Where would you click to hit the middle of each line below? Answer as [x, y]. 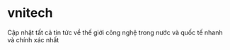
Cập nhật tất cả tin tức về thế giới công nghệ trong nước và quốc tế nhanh [115, 32]
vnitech [30, 13]
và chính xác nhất [33, 39]
